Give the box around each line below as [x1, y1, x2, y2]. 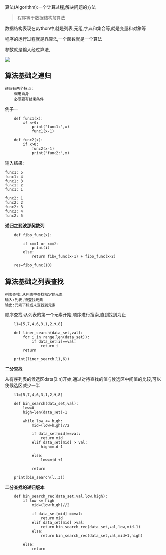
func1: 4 [5, 174, 23, 179]
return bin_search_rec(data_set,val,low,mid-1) [40, 524, 141, 529]
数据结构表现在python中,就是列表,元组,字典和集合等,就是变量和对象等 [5, 25, 146, 31]
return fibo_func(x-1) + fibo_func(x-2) [31, 254, 116, 259]
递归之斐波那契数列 [5, 222, 45, 228]
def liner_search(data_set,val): [14, 330, 83, 335]
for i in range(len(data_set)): [23, 334, 90, 340]
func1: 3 [5, 178, 23, 184]
